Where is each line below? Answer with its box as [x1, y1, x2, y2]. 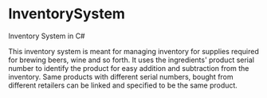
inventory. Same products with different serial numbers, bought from [8, 72, 234, 81]
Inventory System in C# [8, 31, 85, 41]
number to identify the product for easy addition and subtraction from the [8, 63, 249, 73]
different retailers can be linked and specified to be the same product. [8, 80, 238, 90]
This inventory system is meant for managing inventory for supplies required [8, 46, 259, 56]
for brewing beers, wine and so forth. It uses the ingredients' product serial [8, 55, 255, 65]
